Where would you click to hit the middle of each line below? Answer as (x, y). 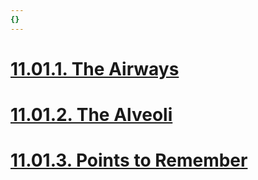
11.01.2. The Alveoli (91, 115)
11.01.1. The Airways (95, 68)
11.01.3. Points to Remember (129, 160)
